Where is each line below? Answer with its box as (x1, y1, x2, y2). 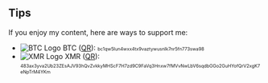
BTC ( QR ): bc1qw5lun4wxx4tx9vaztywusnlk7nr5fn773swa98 (63, 43, 205, 53)
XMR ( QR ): (64, 51, 101, 61)
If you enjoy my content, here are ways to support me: (8, 27, 188, 37)
